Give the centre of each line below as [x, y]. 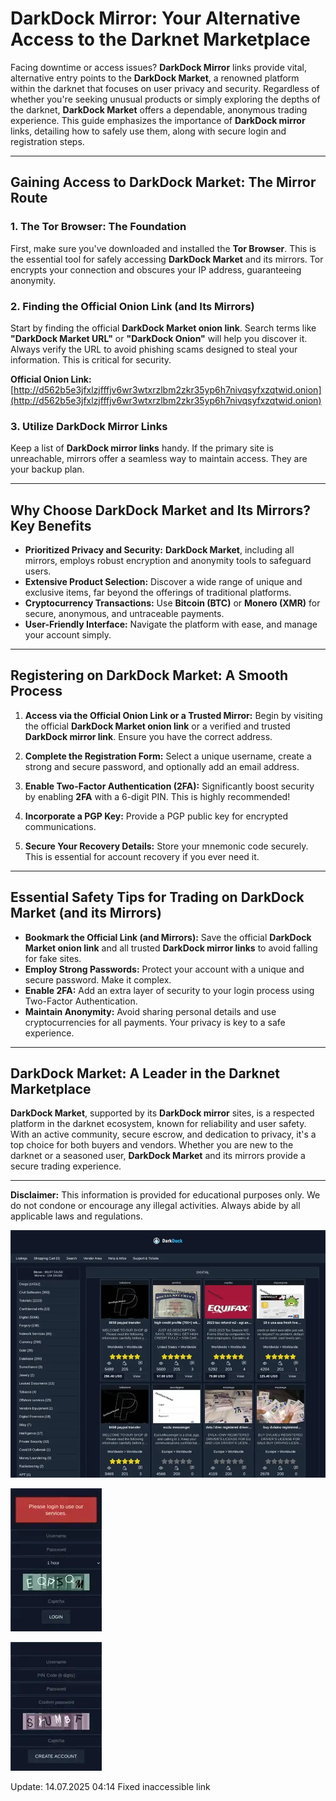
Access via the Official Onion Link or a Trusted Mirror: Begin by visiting [173, 715]
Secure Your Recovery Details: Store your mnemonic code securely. [166, 846]
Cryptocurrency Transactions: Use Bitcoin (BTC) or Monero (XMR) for [172, 603]
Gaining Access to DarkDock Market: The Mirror [163, 182]
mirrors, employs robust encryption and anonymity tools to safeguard [168, 561]
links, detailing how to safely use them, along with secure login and [148, 131]
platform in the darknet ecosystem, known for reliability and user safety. [158, 1124]
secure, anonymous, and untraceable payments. [124, 614]
